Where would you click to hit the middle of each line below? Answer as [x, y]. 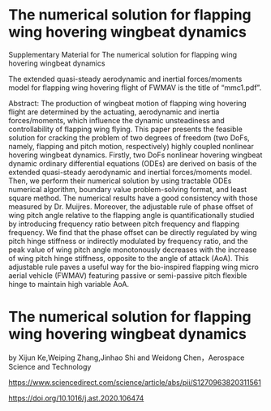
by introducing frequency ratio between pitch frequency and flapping [124, 224]
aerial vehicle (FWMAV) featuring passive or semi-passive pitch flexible [128, 275]
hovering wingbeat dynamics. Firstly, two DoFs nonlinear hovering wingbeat [135, 155]
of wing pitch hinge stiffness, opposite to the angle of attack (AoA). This [129, 258]
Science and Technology [50, 366]
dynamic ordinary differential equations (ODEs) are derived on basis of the [133, 163]
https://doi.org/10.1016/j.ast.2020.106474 [76, 398]
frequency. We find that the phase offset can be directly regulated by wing [133, 232]
